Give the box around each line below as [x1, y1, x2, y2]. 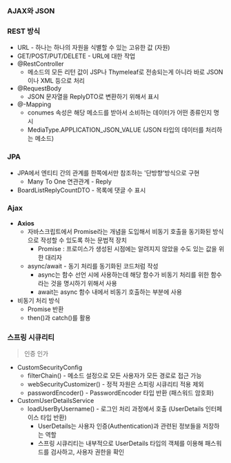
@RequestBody [17, 84, 62, 92]
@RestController [17, 60, 64, 68]
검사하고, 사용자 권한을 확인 [50, 448, 125, 456]
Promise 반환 [27, 305, 64, 313]
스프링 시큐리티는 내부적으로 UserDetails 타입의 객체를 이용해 [37, 440, 203, 448]
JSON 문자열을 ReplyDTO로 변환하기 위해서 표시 [27, 92, 159, 101]
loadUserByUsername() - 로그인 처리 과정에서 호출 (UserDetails [27, 405, 204, 413]
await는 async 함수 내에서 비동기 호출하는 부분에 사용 [37, 288, 183, 296]
